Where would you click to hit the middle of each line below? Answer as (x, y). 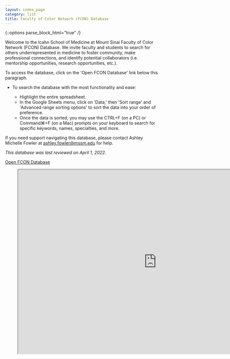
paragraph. (16, 78)
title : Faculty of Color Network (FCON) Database (57, 19)
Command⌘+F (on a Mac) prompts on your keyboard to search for (87, 123)
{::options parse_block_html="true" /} (43, 33)
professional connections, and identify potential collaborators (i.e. (72, 58)
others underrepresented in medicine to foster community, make (71, 53)
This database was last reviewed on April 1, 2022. (56, 152)
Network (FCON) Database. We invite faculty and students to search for (78, 48)
